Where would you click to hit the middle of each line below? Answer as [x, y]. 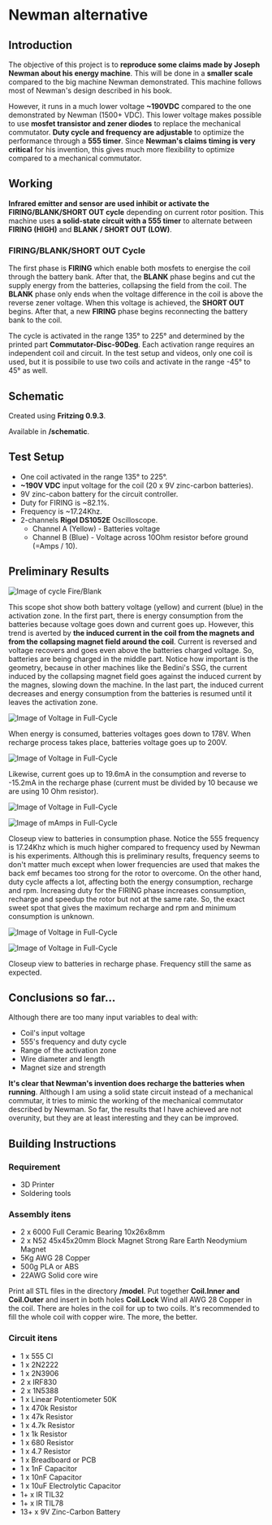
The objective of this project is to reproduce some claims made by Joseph [134, 64]
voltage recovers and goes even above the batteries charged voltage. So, [131, 650]
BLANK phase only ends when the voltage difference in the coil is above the [136, 294]
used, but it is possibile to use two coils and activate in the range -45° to [130, 362]
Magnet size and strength [63, 1067]
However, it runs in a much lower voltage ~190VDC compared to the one [130, 106]
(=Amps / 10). [55, 546]
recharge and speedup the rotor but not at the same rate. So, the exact [127, 899]
